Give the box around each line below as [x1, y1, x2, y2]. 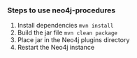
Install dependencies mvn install [17, 21, 114, 30]
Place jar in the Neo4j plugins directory [17, 36, 130, 44]
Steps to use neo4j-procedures [7, 6, 116, 15]
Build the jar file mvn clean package [17, 28, 117, 37]
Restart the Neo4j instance [17, 43, 95, 52]
